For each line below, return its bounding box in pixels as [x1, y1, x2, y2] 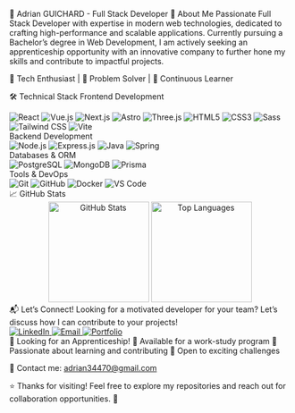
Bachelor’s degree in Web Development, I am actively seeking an [9, 37, 249, 47]
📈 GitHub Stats [9, 189, 66, 198]
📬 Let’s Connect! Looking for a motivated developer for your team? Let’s [9, 304, 278, 315]
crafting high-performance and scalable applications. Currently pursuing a [9, 28, 283, 38]
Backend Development [9, 131, 93, 141]
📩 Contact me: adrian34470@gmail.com [9, 363, 157, 373]
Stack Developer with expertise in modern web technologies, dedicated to [9, 18, 282, 29]
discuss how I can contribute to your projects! [9, 317, 179, 327]
